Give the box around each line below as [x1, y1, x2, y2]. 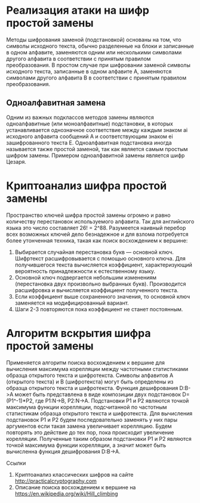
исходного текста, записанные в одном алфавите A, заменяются [6, 68, 172, 75]
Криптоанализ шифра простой [6, 179, 167, 192]
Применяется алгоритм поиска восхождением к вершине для [6, 359, 165, 366]
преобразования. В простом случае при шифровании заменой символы [6, 61, 191, 69]
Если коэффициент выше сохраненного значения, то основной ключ [14, 293, 190, 300]
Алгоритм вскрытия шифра [6, 326, 151, 340]
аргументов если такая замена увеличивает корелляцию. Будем [6, 422, 172, 430]
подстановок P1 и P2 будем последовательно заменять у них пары [6, 416, 178, 423]
